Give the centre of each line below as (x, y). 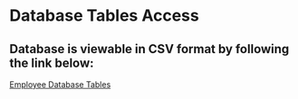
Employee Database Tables (60, 85)
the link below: (52, 63)
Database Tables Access (104, 16)
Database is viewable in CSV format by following (149, 49)
